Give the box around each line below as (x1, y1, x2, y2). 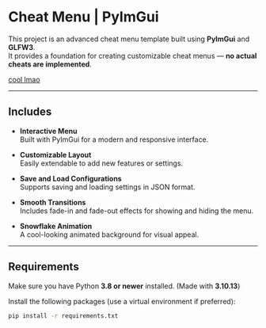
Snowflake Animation (19, 221, 93, 231)
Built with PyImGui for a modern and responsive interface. (19, 135, 209, 144)
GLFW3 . (8, 42, 36, 51)
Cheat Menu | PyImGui (8, 8, 160, 26)
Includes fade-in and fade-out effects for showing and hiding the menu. (19, 206, 254, 215)
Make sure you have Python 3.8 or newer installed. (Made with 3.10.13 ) (8, 281, 241, 291)
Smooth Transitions (19, 197, 86, 207)
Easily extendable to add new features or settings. (19, 158, 184, 168)
